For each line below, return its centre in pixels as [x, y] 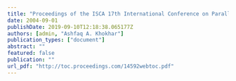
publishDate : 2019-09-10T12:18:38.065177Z [70, 27]
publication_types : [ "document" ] [56, 40]
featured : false [31, 54]
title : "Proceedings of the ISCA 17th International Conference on [108, 14]
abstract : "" [26, 46]
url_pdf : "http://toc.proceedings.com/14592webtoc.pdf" [91, 66]
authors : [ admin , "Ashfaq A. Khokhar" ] [66, 33]
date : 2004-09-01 [33, 20]
